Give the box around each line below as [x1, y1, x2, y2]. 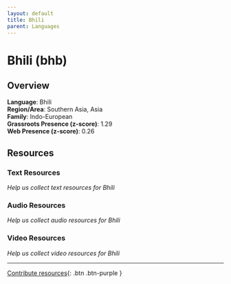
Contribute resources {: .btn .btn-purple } [7, 269, 122, 277]
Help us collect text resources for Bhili [7, 184, 115, 192]
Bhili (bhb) [7, 52, 67, 68]
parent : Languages [7, 23, 60, 30]
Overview [7, 80, 50, 91]
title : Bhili [7, 17, 45, 23]
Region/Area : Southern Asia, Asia [7, 105, 103, 113]
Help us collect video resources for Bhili [7, 249, 120, 257]
